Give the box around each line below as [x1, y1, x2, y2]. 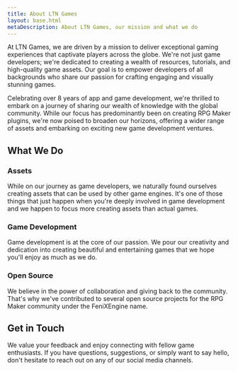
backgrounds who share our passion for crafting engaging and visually [7, 73, 214, 81]
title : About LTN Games [7, 10, 78, 18]
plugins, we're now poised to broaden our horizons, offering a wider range [7, 117, 225, 125]
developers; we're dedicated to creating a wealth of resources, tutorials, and [7, 58, 231, 66]
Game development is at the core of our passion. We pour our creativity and [7, 238, 229, 247]
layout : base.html [7, 17, 62, 24]
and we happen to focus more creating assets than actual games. [7, 204, 198, 213]
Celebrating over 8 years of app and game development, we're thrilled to [7, 94, 220, 102]
